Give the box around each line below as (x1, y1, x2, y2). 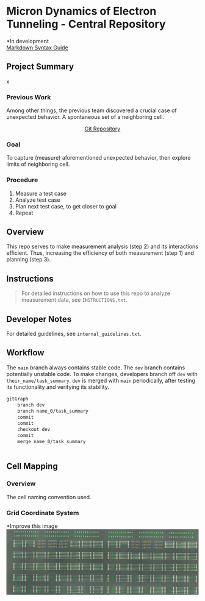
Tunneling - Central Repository (6, 17, 166, 31)
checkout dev (17, 426, 51, 432)
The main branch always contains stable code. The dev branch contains (6, 364, 185, 371)
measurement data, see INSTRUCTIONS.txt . (21, 296, 128, 304)
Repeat (15, 209, 34, 216)
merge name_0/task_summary (17, 438, 86, 444)
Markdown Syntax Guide (6, 44, 68, 51)
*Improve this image (6, 522, 58, 530)
